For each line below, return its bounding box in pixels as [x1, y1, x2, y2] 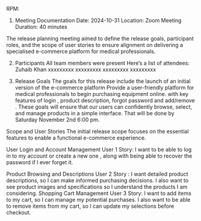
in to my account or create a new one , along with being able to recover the [6, 152, 193, 159]
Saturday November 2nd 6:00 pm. [14, 116, 100, 123]
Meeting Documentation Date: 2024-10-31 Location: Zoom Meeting [14, 17, 182, 24]
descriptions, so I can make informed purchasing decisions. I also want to [6, 177, 189, 184]
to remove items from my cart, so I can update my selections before [6, 202, 175, 210]
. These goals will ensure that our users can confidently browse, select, [14, 103, 193, 110]
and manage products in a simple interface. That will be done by [14, 110, 175, 117]
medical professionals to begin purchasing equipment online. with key [14, 91, 188, 97]
